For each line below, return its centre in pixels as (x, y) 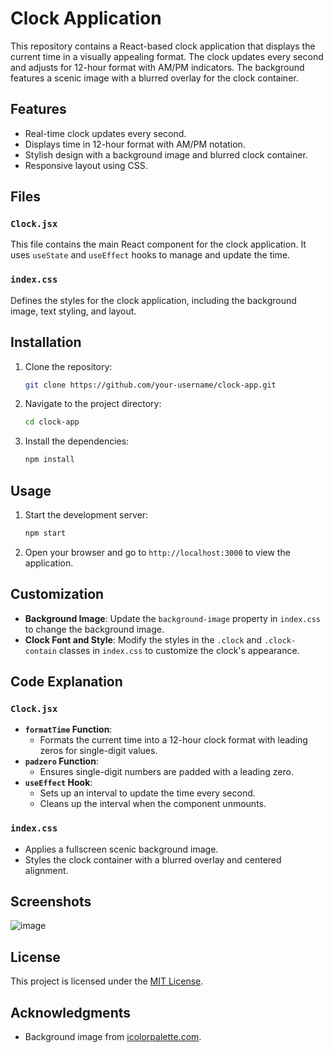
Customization (57, 594)
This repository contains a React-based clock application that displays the (163, 46)
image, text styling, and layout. (73, 311)
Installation (46, 342)
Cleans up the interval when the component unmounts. (153, 804)
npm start (45, 533)
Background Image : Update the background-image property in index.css (172, 618)
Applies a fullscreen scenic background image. (121, 849)
